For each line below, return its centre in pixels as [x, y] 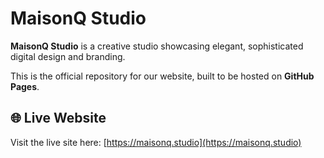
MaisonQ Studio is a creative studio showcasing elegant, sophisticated [157, 46]
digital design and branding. [68, 56]
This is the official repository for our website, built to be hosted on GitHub [162, 76]
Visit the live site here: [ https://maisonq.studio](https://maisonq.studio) [156, 142]
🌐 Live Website [58, 118]
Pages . [25, 86]
